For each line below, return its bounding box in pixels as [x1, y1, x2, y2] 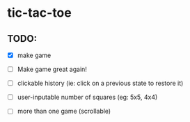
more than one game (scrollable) [17, 107, 111, 116]
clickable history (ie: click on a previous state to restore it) [17, 79, 184, 88]
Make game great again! [17, 65, 87, 74]
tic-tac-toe [7, 5, 72, 21]
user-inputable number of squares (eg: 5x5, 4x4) [17, 93, 158, 102]
